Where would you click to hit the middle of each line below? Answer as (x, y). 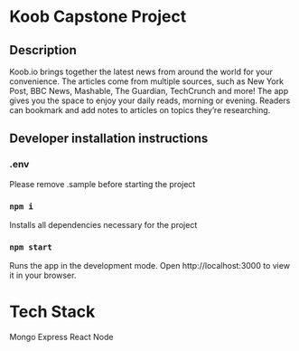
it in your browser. (43, 275)
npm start (31, 247)
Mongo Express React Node (61, 337)
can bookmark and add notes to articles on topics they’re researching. (140, 110)
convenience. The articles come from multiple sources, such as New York (147, 81)
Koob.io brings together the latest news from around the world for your (141, 71)
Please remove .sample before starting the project (103, 184)
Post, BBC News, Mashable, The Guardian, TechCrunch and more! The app (149, 91)
